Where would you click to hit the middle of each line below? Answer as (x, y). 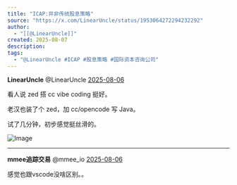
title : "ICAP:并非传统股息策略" (50, 14)
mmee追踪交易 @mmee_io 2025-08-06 (65, 159)
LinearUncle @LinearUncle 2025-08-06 (66, 79)
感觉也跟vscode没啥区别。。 (48, 174)
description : (26, 46)
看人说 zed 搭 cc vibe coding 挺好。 (59, 94)
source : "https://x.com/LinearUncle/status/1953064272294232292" (105, 20)
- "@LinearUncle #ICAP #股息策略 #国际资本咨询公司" (86, 60)
